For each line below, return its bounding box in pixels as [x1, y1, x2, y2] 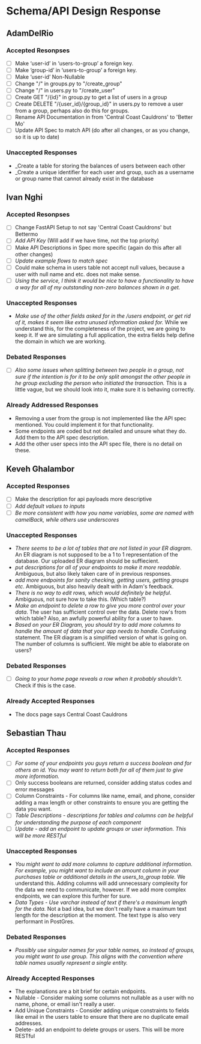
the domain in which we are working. [14, 338, 106, 345]
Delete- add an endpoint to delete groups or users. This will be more [14, 1026, 184, 1033]
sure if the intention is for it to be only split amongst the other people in [14, 373, 191, 381]
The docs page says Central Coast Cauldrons [14, 710, 128, 718]
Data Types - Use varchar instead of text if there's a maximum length [14, 899, 188, 906]
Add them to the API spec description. [14, 433, 110, 441]
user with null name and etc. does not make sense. [14, 270, 141, 277]
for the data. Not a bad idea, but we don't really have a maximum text [14, 905, 187, 912]
